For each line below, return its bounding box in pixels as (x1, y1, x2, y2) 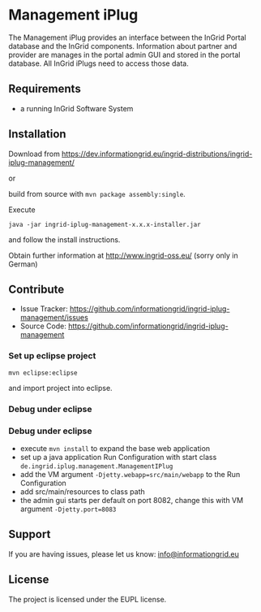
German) (8, 258, 38, 269)
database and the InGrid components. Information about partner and (8, 41, 237, 50)
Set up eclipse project (8, 350, 96, 362)
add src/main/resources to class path (19, 486, 146, 497)
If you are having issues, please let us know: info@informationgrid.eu (8, 549, 239, 558)
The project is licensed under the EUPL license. (8, 594, 167, 604)
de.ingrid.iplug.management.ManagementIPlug (19, 462, 173, 471)
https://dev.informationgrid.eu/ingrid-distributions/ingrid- (62, 149, 253, 158)
